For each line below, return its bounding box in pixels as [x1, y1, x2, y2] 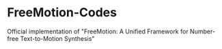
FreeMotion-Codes [7, 5, 117, 20]
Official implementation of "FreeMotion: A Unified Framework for [7, 27, 189, 35]
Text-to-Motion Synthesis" [20, 34, 95, 42]
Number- [190, 27, 216, 35]
